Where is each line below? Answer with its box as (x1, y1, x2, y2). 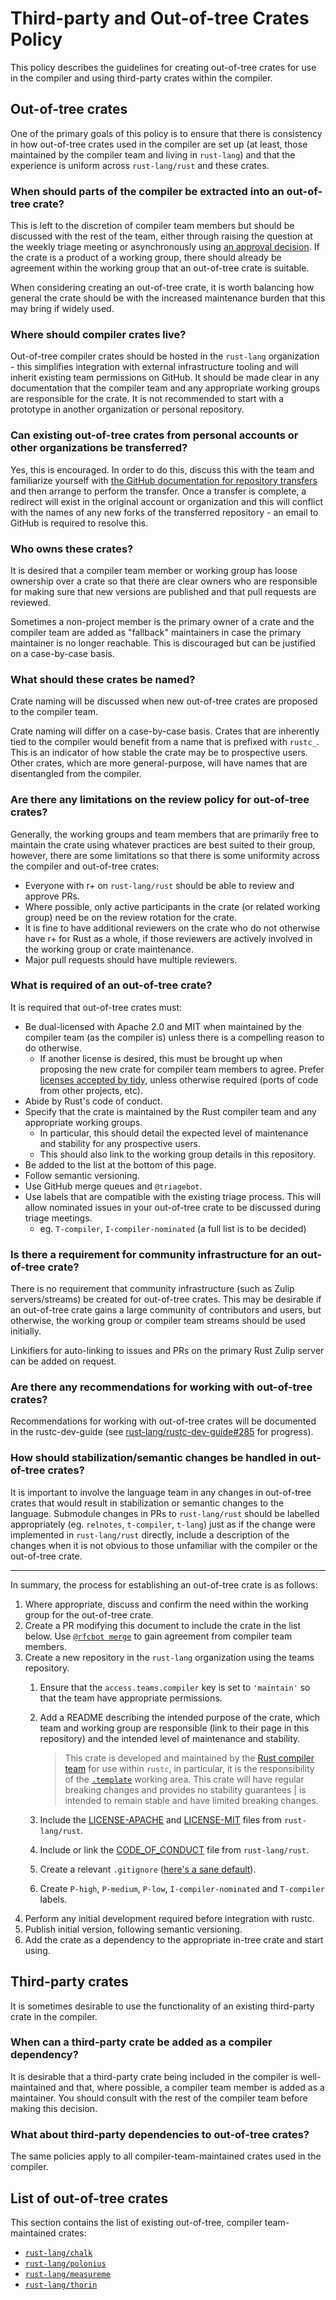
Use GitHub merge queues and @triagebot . (24, 1180, 203, 1192)
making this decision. (10, 2102, 98, 2114)
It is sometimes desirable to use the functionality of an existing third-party (10, 2000, 315, 2012)
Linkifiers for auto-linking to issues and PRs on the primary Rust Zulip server (10, 1345, 325, 1357)
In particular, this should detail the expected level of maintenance (39, 1127, 309, 1139)
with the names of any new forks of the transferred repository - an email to (10, 506, 319, 518)
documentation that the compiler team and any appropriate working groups (10, 382, 321, 394)
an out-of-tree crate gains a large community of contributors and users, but (10, 1304, 322, 1316)
